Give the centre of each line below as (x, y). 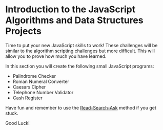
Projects (24, 31)
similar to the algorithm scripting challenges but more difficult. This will (80, 51)
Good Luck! (17, 123)
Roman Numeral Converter (41, 81)
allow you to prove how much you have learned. (56, 56)
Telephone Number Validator (43, 92)
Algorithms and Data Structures (74, 20)
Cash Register (27, 98)
